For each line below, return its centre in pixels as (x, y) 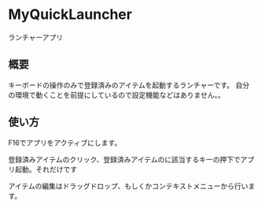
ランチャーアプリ (36, 37)
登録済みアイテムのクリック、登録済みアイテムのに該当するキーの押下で (124, 159)
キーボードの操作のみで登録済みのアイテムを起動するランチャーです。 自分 (129, 85)
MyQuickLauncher (70, 15)
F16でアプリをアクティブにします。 (65, 143)
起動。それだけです (46, 169)
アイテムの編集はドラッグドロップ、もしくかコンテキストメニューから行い (128, 186)
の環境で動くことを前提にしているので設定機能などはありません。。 (117, 95)
